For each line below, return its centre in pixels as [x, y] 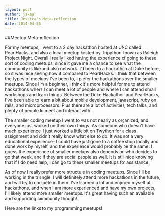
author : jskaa [20, 14]
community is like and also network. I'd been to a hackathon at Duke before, [82, 69]
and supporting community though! [41, 199]
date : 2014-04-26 [23, 24]
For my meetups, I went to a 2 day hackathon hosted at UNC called [73, 47]
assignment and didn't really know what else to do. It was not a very [74, 136]
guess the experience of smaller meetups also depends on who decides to [81, 152]
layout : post [19, 10]
